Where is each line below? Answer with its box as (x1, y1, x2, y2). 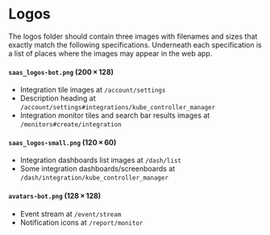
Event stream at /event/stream (19, 208, 122, 218)
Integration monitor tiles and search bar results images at (19, 110, 210, 121)
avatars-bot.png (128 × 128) (8, 191, 102, 200)
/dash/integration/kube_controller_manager (19, 174, 169, 182)
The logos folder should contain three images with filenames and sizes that (8, 31, 258, 41)
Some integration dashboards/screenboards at (19, 164, 176, 174)
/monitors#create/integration (19, 121, 123, 129)
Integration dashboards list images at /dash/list (19, 155, 181, 165)
